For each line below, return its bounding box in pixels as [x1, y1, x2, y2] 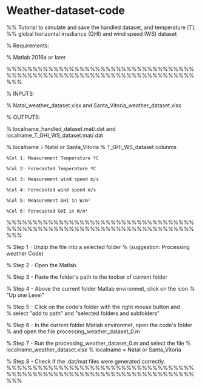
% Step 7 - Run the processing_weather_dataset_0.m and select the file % [6, 339, 191, 347]
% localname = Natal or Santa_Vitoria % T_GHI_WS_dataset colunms [6, 143, 177, 150]
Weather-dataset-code [6, 4, 126, 18]
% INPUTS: [6, 90, 35, 97]
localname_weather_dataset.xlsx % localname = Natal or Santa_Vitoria [6, 346, 182, 353]
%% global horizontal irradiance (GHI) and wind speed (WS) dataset [6, 30, 177, 37]
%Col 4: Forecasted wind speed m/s [6, 187, 96, 193]
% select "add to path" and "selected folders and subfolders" [6, 310, 160, 317]
